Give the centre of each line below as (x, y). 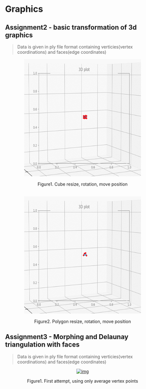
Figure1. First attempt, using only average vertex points (83, 381)
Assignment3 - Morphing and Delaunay (67, 337)
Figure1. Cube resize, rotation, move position (83, 184)
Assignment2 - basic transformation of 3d (71, 27)
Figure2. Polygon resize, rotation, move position (83, 321)
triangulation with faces (42, 345)
